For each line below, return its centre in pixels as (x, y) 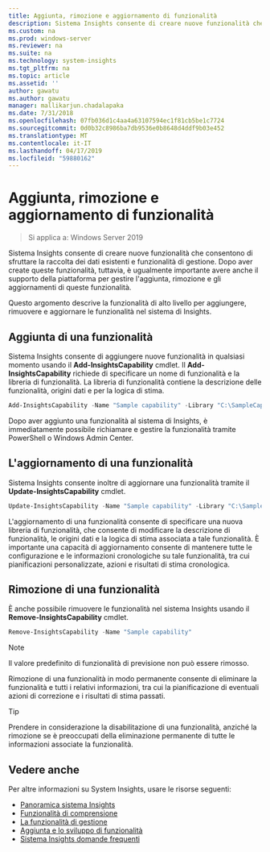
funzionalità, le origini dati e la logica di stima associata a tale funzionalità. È (134, 538)
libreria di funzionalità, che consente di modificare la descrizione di (119, 530)
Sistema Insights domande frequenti (80, 839)
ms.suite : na (30, 53)
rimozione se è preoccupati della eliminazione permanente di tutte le (122, 736)
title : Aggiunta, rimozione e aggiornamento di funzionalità (113, 16)
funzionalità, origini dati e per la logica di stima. (86, 391)
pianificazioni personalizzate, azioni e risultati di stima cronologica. (119, 564)
